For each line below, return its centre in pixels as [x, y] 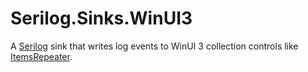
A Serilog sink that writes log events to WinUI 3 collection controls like [154, 46]
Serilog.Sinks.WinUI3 [101, 18]
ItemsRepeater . [41, 56]
